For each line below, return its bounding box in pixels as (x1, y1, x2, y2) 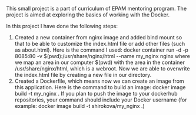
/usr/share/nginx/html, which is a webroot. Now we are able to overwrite (14, 65, 190, 72)
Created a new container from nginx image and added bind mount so (14, 34, 182, 40)
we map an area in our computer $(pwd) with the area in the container (14, 59, 185, 66)
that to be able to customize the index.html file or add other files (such (14, 40, 185, 47)
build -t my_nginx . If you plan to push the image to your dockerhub (14, 90, 178, 97)
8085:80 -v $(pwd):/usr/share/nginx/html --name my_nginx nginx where (14, 53, 190, 59)
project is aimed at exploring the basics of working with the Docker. (6, 11, 170, 18)
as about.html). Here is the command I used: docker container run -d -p (14, 46, 188, 53)
